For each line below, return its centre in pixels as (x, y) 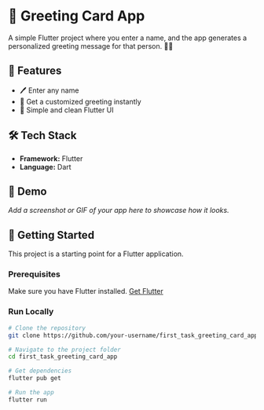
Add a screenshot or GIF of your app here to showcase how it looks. (119, 210)
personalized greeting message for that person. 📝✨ (91, 46)
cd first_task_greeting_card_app (63, 357)
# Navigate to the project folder (65, 350)
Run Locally (31, 312)
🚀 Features (35, 71)
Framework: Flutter (51, 158)
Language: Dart (46, 167)
